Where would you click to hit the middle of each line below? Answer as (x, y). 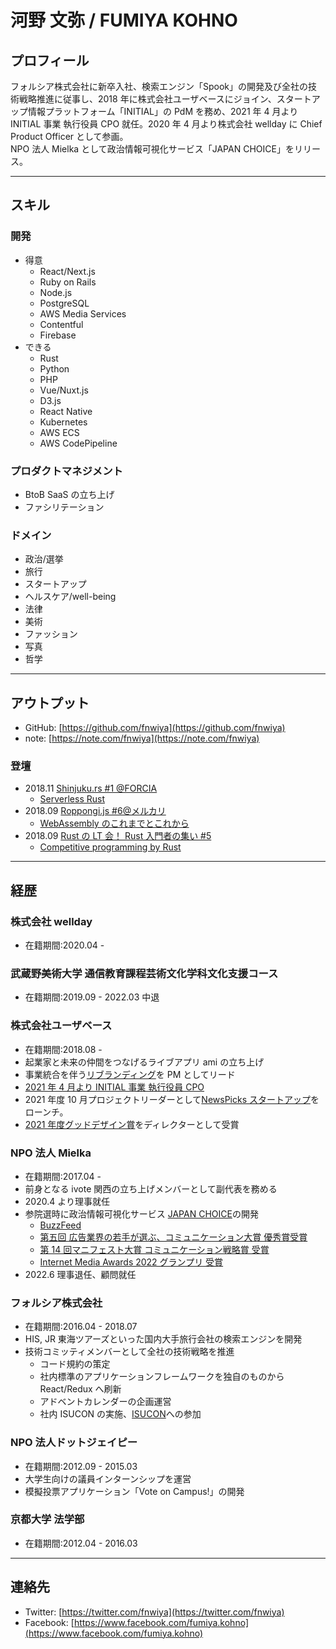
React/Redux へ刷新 (80, 1389)
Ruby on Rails (68, 282)
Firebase (58, 335)
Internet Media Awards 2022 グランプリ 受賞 (131, 1262)
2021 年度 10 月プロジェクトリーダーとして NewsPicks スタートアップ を (172, 1099)
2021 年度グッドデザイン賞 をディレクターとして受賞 (132, 1124)
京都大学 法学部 (47, 1519)
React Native (66, 411)
